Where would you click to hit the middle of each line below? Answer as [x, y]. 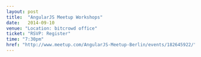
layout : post [22, 12]
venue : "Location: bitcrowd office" [52, 28]
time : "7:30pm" [25, 39]
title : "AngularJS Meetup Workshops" [54, 17]
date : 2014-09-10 [31, 23]
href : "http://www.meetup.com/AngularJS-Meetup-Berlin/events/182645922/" [101, 45]
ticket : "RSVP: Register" [38, 34]
